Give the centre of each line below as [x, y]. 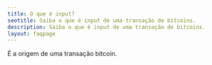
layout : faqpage [31, 34]
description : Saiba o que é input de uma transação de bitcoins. [106, 27]
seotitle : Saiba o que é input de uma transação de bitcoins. [102, 20]
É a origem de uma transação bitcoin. [62, 54]
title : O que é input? [41, 14]
